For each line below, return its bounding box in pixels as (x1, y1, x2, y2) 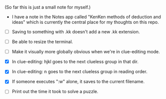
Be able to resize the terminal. (11, 39, 73, 45)
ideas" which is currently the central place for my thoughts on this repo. (11, 19, 160, 25)
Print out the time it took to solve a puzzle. (11, 89, 98, 95)
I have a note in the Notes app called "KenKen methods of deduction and (11, 14, 161, 19)
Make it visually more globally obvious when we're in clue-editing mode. (11, 49, 160, 55)
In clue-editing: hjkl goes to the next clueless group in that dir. (11, 59, 139, 65)
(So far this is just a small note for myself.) (4, 4, 91, 10)
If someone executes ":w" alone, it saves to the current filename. (11, 79, 145, 85)
